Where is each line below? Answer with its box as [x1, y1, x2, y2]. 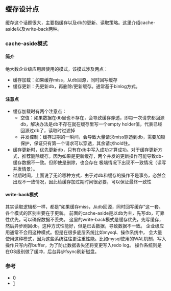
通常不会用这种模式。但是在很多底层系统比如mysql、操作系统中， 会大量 [9, 230, 162, 236]
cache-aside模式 [5, 40, 48, 47]
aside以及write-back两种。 [5, 26, 62, 32]
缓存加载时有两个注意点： [12, 108, 67, 114]
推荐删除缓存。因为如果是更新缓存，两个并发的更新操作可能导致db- [21, 153, 164, 159]
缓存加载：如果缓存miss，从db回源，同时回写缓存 [12, 76, 118, 83]
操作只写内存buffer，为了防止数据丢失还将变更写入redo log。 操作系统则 [5, 242, 158, 248]
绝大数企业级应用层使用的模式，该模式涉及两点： [5, 66, 108, 72]
